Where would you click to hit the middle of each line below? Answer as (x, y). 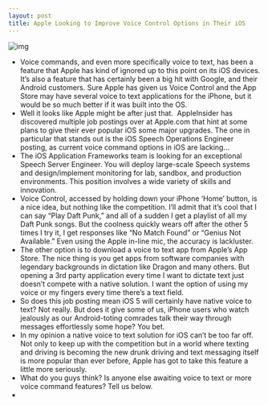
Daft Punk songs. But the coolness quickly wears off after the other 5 (134, 224)
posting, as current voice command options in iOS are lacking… (125, 147)
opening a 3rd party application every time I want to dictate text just (132, 275)
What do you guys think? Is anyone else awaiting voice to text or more (136, 378)
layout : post (30, 16)
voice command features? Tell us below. (86, 386)
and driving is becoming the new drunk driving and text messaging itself (139, 352)
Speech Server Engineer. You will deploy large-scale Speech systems (135, 164)
